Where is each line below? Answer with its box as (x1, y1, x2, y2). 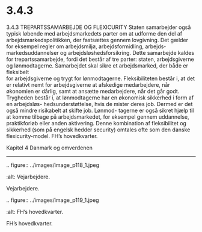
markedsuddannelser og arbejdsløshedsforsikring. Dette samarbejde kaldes (6, 49, 194, 56)
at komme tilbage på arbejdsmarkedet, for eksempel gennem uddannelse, (6, 113, 189, 121)
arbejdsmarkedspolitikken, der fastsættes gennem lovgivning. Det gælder (6, 36, 188, 43)
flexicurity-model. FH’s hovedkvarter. (6, 132, 98, 139)
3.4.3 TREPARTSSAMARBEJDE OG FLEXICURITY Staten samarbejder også (6, 24, 191, 31)
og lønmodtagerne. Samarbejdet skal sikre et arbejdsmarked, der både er (6, 61, 188, 69)
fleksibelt (6, 68, 29, 75)
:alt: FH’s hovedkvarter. (6, 208, 64, 215)
